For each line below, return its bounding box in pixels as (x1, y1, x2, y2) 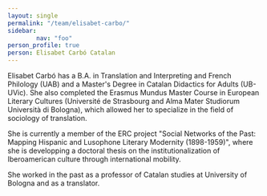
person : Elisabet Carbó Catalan (7, 49, 115, 57)
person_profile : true (7, 42, 80, 50)
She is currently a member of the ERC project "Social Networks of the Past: (7, 129, 257, 138)
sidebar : (7, 26, 37, 34)
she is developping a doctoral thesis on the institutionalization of (7, 146, 220, 155)
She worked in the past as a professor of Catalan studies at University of (7, 170, 248, 179)
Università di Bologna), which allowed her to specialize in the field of (7, 105, 234, 114)
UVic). (7, 88, 29, 97)
